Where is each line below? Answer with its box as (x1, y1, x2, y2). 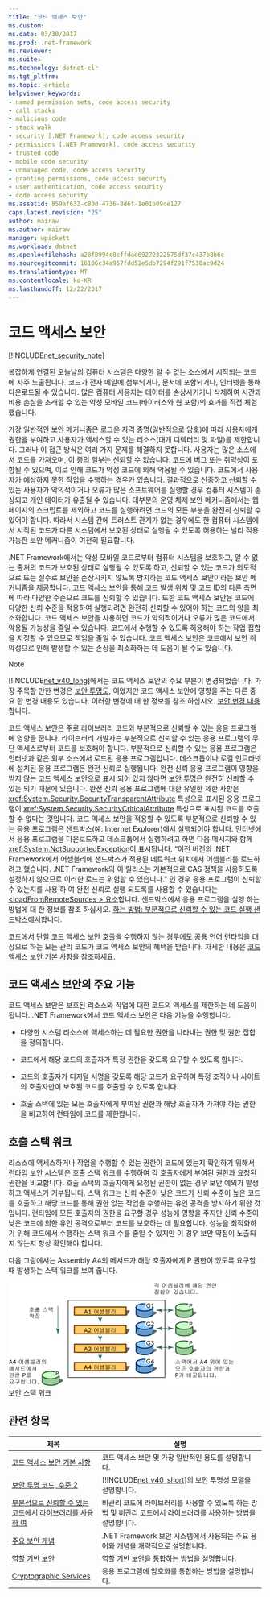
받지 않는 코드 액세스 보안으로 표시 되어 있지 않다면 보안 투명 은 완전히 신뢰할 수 (8, 774, 255, 783)
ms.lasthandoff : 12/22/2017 (8, 284, 103, 293)
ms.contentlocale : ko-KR (8, 276, 92, 284)
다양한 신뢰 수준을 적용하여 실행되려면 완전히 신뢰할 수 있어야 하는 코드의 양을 (8, 603, 251, 612)
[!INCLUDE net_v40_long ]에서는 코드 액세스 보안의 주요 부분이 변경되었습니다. (8, 675, 253, 685)
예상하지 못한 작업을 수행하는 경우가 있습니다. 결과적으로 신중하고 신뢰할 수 (22, 475, 257, 484)
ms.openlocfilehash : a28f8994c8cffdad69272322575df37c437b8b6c (8, 251, 225, 259)
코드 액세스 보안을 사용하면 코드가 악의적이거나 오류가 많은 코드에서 (44, 612, 256, 622)
